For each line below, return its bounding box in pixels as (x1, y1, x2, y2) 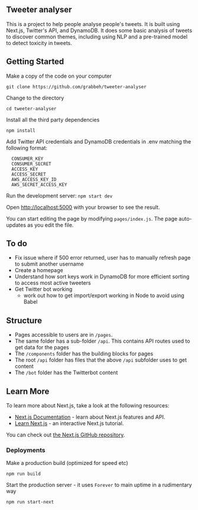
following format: (6, 144, 48, 151)
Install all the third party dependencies (6, 116, 100, 123)
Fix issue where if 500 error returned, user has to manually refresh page (14, 254, 191, 262)
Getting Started (6, 56, 64, 67)
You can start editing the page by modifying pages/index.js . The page (6, 215, 178, 222)
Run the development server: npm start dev (6, 192, 113, 199)
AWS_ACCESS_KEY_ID (11, 176, 57, 183)
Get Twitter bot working (14, 286, 73, 293)
